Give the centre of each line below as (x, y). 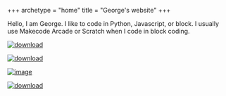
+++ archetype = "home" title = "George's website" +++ (89, 10)
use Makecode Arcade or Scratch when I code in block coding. (99, 31)
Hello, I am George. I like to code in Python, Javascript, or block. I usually (113, 23)
